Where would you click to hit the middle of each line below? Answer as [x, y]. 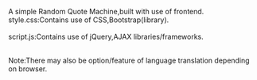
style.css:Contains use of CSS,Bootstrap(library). [89, 20]
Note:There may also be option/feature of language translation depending [129, 60]
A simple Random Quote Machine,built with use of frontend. [106, 11]
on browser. [28, 69]
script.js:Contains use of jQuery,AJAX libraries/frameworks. [106, 36]
